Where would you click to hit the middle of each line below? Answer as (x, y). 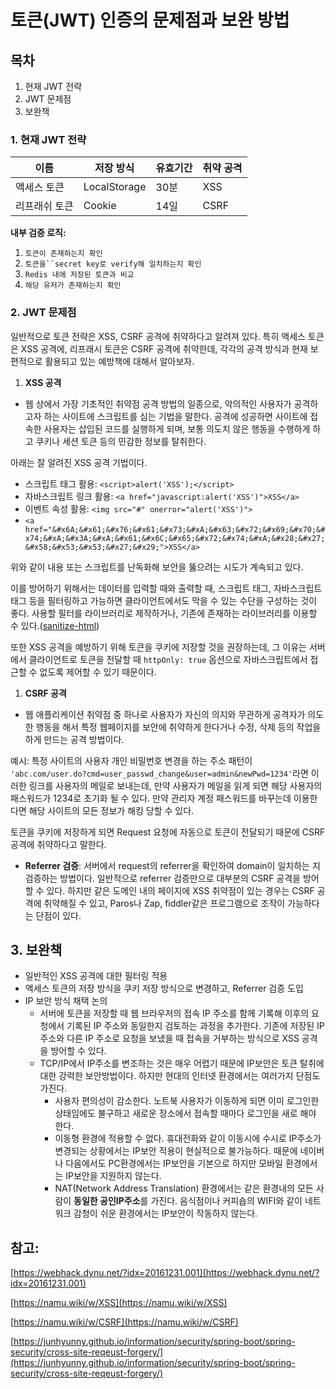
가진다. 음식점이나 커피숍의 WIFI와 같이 (226, 1201)
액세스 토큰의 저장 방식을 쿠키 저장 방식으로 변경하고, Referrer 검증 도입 (164, 988)
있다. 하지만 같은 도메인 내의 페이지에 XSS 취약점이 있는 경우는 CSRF (180, 890)
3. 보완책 (36, 949)
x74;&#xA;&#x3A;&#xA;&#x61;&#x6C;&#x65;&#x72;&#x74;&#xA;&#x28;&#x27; (175, 538)
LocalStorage (115, 187)
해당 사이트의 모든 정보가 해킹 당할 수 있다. (111, 810)
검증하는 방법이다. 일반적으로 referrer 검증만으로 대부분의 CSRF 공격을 (162, 878)
